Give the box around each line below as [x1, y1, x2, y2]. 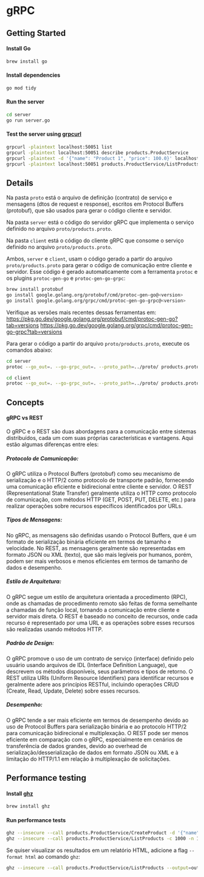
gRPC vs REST [6, 414, 44, 422]
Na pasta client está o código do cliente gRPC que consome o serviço [6, 237, 184, 244]
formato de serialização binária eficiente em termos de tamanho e [6, 538, 171, 545]
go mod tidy [6, 85, 36, 91]
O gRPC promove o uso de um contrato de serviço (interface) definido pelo [6, 655, 194, 662]
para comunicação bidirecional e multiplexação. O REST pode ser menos [6, 729, 189, 736]
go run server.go [6, 117, 50, 124]
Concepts [6, 397, 44, 408]
